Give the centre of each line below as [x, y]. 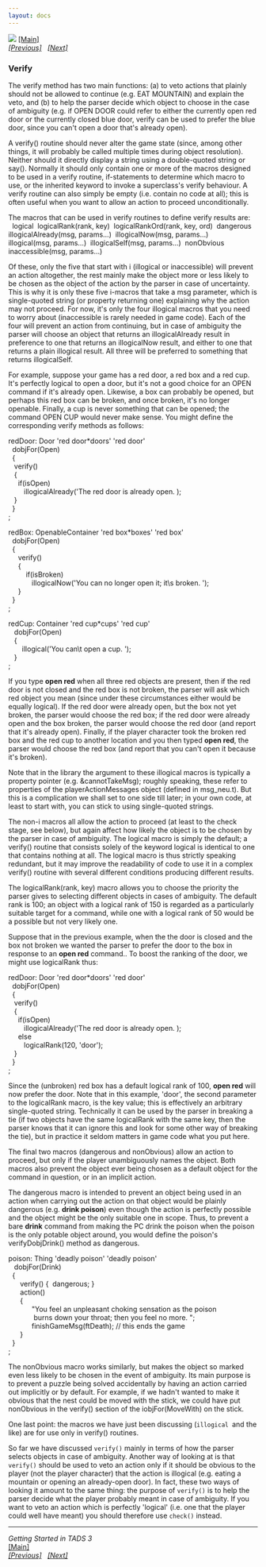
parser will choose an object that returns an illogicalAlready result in [119, 334]
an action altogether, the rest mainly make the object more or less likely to [129, 275]
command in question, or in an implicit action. [82, 1177]
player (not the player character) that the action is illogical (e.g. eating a [125, 1473]
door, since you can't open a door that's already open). [98, 127]
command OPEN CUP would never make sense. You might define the [121, 417]
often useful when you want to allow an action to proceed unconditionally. [129, 202]
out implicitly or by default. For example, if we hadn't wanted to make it [124, 1391]
